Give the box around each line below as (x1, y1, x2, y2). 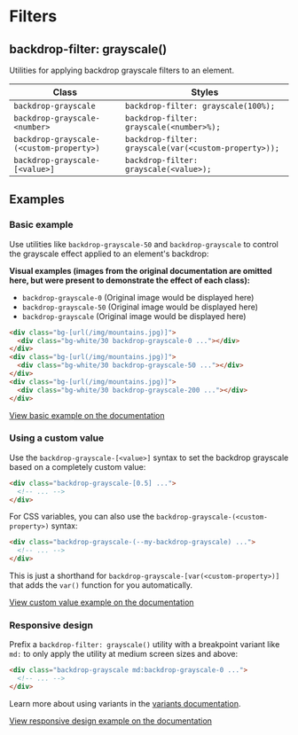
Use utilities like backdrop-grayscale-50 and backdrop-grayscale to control (9, 238, 279, 249)
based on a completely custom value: (9, 461, 146, 472)
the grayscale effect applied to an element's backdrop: (9, 248, 209, 259)
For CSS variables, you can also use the (9, 512, 155, 522)
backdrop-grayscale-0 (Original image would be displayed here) (21, 292, 255, 302)
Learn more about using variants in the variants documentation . (9, 699, 241, 709)
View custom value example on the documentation (9, 597, 194, 608)
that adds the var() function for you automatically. (9, 580, 193, 590)
